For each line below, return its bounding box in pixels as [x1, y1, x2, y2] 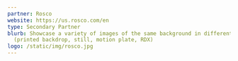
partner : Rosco [7, 10, 52, 18]
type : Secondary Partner [7, 23, 81, 30]
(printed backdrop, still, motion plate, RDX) [13, 36, 154, 43]
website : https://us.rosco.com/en [7, 17, 110, 24]
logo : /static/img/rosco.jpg [7, 43, 93, 50]
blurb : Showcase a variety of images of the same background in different [7, 29, 233, 37]
